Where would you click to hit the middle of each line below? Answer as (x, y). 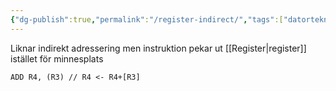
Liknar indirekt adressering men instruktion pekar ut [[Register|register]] (158, 48)
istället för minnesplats (57, 58)
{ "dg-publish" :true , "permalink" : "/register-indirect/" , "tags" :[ (147, 19)
